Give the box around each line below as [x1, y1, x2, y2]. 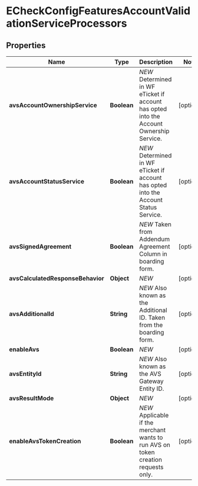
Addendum [139, 235, 170, 243]
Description [139, 58, 173, 66]
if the [139, 419, 154, 427]
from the [139, 321, 163, 329]
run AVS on [139, 441, 171, 449]
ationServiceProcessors [6, 17, 127, 30]
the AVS [139, 370, 161, 378]
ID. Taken [139, 314, 166, 321]
